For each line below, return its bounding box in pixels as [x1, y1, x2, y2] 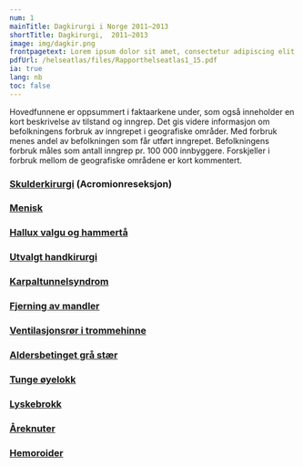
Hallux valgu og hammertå [9, 226, 129, 239]
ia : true [9, 65, 43, 74]
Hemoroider [9, 446, 64, 459]
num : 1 [9, 13, 35, 23]
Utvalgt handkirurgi [9, 251, 98, 264]
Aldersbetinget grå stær [9, 348, 118, 361]
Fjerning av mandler [9, 300, 100, 313]
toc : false [9, 81, 51, 90]
